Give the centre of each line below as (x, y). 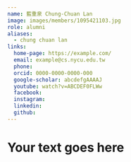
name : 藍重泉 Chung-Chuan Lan (50, 14)
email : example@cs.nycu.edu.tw (60, 60)
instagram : (30, 100)
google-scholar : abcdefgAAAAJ (58, 80)
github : (25, 112)
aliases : (20, 34)
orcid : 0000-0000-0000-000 (53, 73)
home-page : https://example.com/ (63, 54)
